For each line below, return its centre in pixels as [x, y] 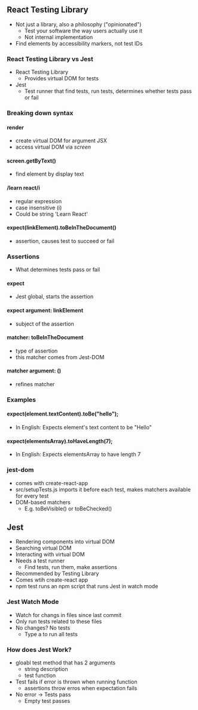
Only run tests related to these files [59, 621]
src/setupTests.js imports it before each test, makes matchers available [103, 489]
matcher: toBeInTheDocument [45, 338]
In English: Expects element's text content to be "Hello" [83, 428]
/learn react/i [24, 188]
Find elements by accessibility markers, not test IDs [79, 43]
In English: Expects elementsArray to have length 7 [78, 455]
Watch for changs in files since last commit [68, 615]
